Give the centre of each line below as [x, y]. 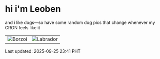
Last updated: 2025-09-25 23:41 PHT [43, 51]
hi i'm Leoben [33, 9]
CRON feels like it [23, 27]
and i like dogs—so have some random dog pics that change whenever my [80, 22]
